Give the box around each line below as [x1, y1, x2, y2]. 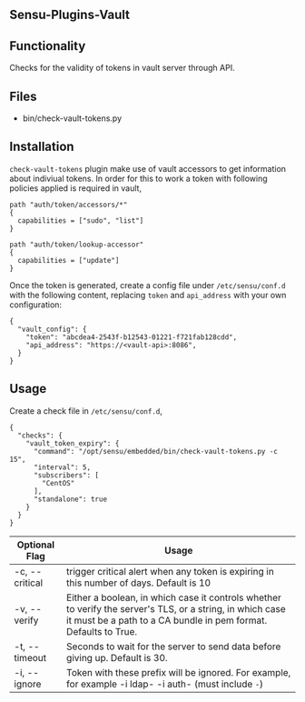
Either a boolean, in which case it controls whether [66, 591, 281, 604]
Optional [16, 538, 55, 551]
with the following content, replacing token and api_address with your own [9, 289, 287, 300]
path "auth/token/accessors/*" [9, 200, 128, 209]
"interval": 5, [33, 463, 92, 472]
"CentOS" [42, 478, 75, 487]
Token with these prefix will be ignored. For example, [66, 666, 291, 678]
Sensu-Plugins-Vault [9, 7, 130, 23]
